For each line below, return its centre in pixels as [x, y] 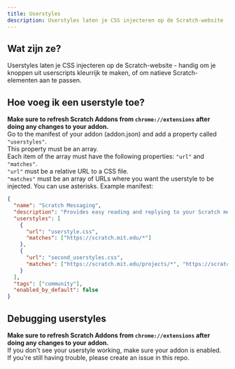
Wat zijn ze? [34, 49]
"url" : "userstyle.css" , [62, 232]
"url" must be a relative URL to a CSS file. [68, 172]
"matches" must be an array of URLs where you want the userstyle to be [111, 179]
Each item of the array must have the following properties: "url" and [106, 156]
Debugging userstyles [57, 318]
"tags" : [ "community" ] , [48, 284]
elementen [23, 81]
